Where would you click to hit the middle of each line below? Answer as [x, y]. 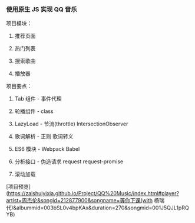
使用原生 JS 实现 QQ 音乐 [42, 9]
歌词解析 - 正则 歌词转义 [44, 137]
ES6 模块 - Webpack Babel [47, 149]
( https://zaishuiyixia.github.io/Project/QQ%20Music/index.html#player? [93, 193]
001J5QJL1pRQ [171, 208]
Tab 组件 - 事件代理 [38, 99]
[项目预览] [19, 187]
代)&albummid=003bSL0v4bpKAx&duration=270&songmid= [79, 208]
